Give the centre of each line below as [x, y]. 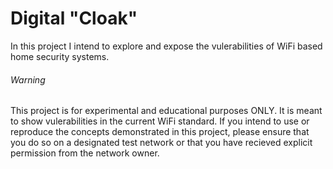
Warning [28, 79]
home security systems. [60, 56]
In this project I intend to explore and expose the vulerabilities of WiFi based [166, 46]
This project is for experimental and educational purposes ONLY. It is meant [166, 111]
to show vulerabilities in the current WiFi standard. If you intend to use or [160, 121]
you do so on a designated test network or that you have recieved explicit [161, 143]
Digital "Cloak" [74, 18]
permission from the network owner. [85, 153]
